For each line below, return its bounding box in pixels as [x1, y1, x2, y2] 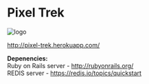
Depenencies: [7, 54, 48, 63]
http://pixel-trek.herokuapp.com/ [7, 41, 100, 49]
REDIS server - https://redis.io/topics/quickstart [7, 69, 142, 77]
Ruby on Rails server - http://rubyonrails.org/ [7, 61, 134, 70]
